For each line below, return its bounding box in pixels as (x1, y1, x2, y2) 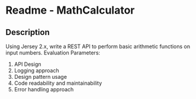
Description (5, 27, 50, 37)
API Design (14, 60, 41, 68)
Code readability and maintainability (14, 79, 102, 87)
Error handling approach (14, 86, 74, 92)
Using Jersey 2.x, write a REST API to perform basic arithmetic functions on (5, 43, 191, 50)
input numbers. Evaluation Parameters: (5, 49, 101, 56)
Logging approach (14, 67, 60, 74)
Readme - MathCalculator (5, 4, 135, 17)
